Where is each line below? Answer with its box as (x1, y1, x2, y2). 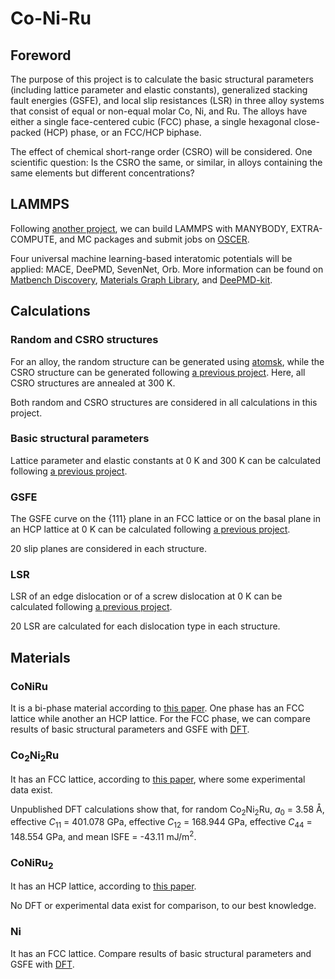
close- (293, 116, 320, 127)
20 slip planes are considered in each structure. (10, 543, 208, 555)
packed (10, 127, 42, 138)
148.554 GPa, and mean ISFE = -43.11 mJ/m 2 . (10, 829, 197, 842)
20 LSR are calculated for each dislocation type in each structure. (10, 620, 281, 632)
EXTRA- (290, 222, 323, 234)
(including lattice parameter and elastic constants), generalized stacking (10, 84, 308, 96)
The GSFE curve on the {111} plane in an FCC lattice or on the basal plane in (10, 513, 322, 525)
